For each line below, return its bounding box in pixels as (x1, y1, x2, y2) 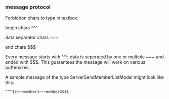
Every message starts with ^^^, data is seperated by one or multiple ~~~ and (5, 54, 164, 60)
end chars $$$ (5, 44, 36, 50)
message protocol (5, 4, 51, 11)
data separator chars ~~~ (5, 34, 59, 41)
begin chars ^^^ (5, 25, 38, 31)
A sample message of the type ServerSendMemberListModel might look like (5, 74, 164, 80)
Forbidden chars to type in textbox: (5, 15, 78, 21)
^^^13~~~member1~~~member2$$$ (5, 89, 69, 94)
